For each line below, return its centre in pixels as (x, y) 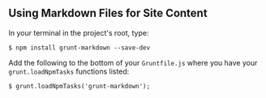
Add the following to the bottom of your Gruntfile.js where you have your (133, 62)
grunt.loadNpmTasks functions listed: (69, 71)
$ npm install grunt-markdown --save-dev (79, 48)
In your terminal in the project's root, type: (79, 32)
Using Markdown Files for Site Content (108, 13)
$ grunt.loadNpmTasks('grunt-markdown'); (79, 86)
